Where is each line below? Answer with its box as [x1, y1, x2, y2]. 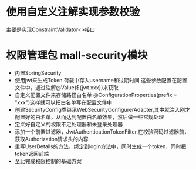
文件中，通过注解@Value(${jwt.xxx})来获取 [14, 84, 119, 91]
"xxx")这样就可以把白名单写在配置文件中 [14, 98, 113, 106]
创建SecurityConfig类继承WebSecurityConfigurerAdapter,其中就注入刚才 [14, 106, 191, 113]
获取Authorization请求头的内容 [14, 135, 89, 142]
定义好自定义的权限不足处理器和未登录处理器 [14, 121, 123, 128]
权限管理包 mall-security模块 [6, 49, 148, 62]
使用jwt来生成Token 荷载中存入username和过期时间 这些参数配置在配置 [14, 76, 188, 84]
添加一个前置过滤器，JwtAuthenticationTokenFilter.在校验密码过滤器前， [14, 128, 190, 135]
